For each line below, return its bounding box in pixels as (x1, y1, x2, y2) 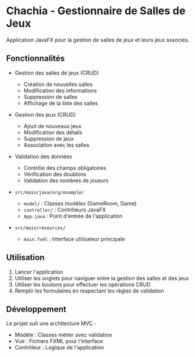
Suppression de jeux (23, 135, 74, 142)
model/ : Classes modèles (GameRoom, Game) (23, 200, 137, 207)
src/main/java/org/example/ (14, 189, 84, 195)
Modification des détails (23, 128, 83, 136)
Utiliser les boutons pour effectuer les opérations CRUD (14, 281, 151, 288)
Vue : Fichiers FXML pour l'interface (14, 337, 103, 345)
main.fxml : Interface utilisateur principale (23, 235, 126, 242)
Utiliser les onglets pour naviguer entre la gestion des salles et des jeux (14, 274, 189, 282)
